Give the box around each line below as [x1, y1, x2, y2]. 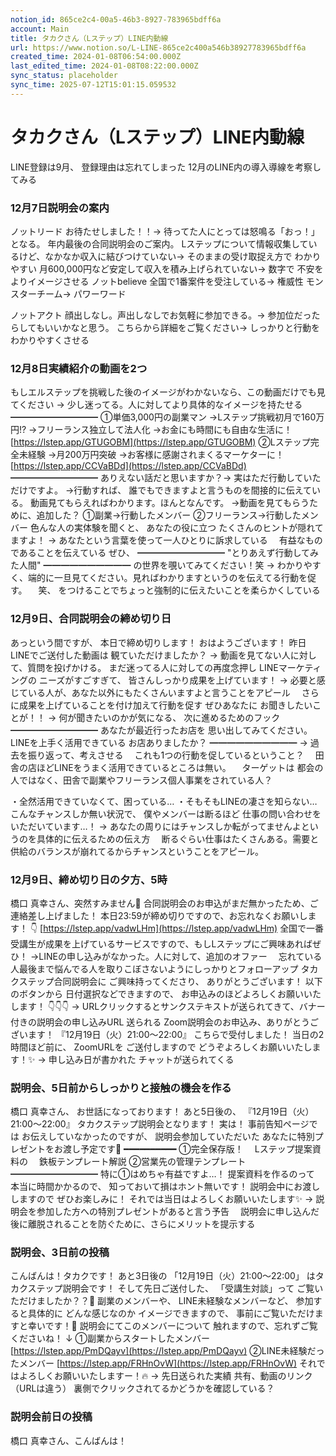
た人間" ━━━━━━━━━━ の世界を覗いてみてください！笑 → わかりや [10, 559, 313, 571]
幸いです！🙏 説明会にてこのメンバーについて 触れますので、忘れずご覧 [27, 1320, 318, 1332]
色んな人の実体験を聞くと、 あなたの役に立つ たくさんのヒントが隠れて [29, 522, 324, 534]
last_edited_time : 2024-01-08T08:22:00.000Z [10, 61, 199, 71]
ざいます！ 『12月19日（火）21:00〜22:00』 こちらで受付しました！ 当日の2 [10, 1028, 325, 1040]
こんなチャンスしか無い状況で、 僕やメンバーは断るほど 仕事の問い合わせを [10, 807, 322, 820]
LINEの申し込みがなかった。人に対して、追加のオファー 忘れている [38, 950, 323, 962]
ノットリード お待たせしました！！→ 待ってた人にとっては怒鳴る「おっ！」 [10, 225, 320, 237]
